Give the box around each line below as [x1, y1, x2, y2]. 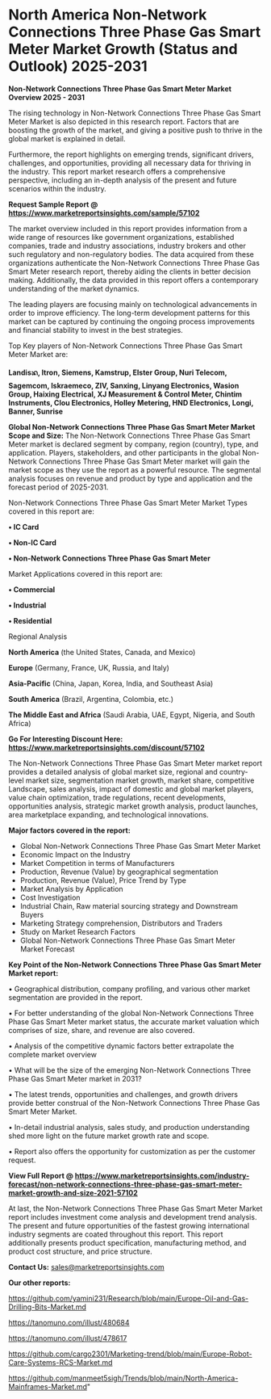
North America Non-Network [8, 6, 207, 24]
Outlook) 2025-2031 [8, 57, 148, 76]
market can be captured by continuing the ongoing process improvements [8, 317, 256, 326]
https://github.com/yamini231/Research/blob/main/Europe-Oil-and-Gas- [8, 1293, 249, 1303]
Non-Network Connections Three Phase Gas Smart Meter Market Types [8, 498, 248, 507]
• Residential [8, 615, 52, 625]
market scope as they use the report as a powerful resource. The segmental [8, 464, 261, 474]
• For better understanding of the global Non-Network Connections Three [8, 1008, 254, 1018]
